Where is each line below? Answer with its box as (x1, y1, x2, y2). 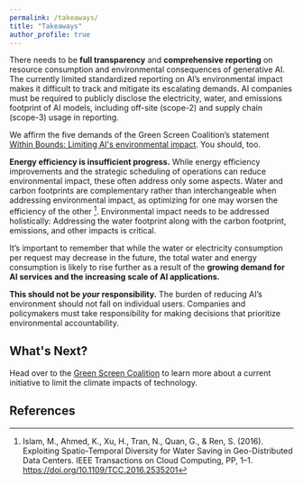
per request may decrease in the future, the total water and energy (9, 252, 257, 263)
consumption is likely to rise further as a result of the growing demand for (9, 262, 286, 273)
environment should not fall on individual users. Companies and (9, 298, 246, 309)
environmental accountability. (9, 317, 119, 329)
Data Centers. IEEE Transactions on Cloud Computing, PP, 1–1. (22, 454, 253, 465)
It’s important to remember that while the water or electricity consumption (9, 242, 283, 253)
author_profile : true (9, 30, 91, 39)
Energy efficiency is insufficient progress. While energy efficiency (9, 157, 261, 168)
